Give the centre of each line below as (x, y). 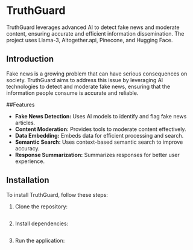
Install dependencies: (42, 223)
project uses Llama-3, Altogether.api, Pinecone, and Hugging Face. (90, 40)
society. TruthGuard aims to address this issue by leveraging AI (85, 80)
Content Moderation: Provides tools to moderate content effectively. (100, 129)
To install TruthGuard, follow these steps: (57, 194)
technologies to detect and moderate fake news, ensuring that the (88, 86)
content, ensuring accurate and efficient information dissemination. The (95, 33)
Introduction (30, 59)
